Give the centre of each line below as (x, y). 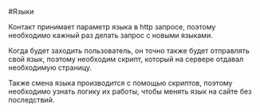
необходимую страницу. (50, 68)
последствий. (32, 100)
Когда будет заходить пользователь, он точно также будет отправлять (129, 50)
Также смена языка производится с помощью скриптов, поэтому (120, 83)
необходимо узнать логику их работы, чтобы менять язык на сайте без (130, 91)
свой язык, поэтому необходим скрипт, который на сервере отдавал (126, 59)
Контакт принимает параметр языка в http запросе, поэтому (112, 27)
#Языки (21, 12)
